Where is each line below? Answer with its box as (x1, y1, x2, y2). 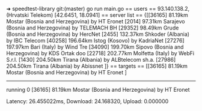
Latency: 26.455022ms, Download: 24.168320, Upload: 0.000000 (6, 98, 169, 104)
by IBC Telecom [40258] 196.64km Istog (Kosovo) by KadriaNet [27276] (6, 37, 185, 44)
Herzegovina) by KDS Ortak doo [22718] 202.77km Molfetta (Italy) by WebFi (6, 50, 195, 56)
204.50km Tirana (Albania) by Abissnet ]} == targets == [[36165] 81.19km (6, 62, 188, 70)
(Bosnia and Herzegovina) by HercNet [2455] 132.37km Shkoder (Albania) (6, 31, 190, 38)
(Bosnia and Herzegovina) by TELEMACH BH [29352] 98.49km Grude (6, 24, 179, 31)
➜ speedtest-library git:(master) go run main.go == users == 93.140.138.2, (6, 5, 190, 12)
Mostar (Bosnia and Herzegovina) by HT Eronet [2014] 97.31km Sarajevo (6, 18, 185, 25)
